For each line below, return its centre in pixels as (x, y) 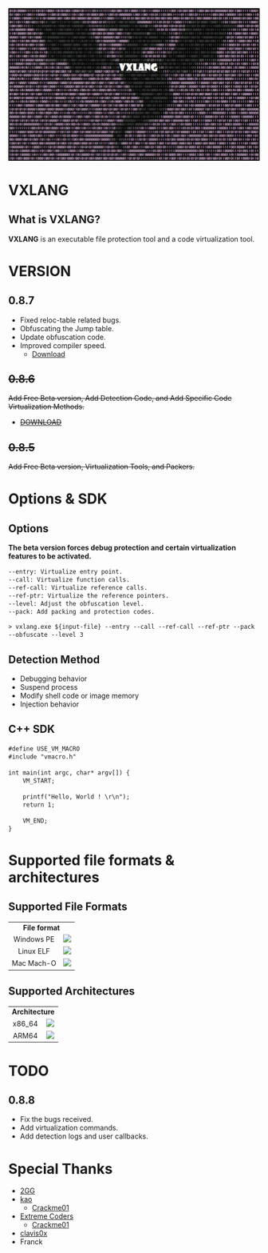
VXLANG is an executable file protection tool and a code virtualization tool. (132, 238)
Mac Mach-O (34, 963)
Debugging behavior (53, 679)
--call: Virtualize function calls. (69, 580)
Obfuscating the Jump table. (67, 328)
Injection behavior (49, 704)
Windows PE (34, 939)
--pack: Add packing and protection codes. (82, 612)
